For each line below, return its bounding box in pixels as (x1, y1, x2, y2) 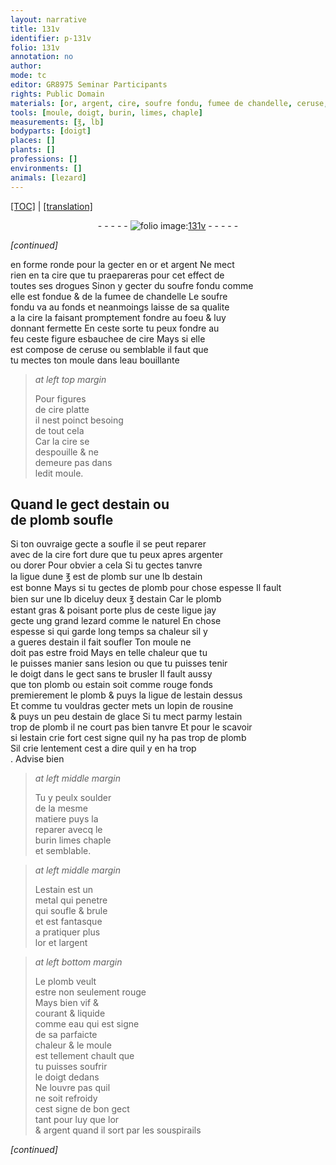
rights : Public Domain (10, 89, 105, 99)
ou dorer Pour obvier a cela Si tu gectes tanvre (10, 559, 203, 571)
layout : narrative (10, 14, 87, 25)
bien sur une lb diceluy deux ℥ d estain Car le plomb (10, 593, 222, 605)
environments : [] (10, 163, 83, 173)
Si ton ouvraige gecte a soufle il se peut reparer (10, 538, 207, 550)
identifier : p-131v (10, 33, 92, 43)
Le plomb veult (34, 976, 97, 988)
